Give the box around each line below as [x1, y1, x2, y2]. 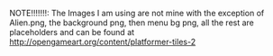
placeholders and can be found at [9, 27, 135, 37]
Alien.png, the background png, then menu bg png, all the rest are [9, 17, 255, 28]
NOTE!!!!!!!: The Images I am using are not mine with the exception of [9, 8, 265, 18]
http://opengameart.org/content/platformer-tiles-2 [9, 36, 196, 47]
